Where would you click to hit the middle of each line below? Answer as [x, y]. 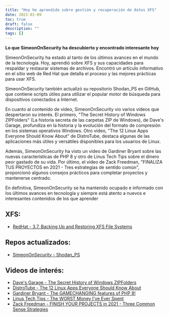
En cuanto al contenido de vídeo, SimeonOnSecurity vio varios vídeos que [82, 109]
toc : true [16, 19]
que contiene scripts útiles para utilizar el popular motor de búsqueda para [83, 94]
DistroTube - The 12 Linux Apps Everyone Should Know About [77, 288]
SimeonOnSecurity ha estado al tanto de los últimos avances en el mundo [82, 58]
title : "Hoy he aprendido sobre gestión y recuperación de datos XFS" [81, 10]
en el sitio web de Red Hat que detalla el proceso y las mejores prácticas [81, 73]
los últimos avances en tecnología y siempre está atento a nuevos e [76, 193]
